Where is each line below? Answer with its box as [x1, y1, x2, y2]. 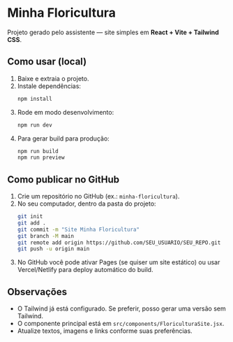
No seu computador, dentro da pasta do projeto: [17, 199, 156, 208]
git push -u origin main [17, 245, 90, 252]
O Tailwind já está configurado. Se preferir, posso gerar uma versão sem [17, 304, 226, 313]
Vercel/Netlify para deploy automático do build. [17, 266, 153, 274]
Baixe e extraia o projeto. [17, 74, 89, 83]
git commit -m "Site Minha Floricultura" [17, 226, 140, 233]
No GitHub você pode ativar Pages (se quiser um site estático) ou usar [17, 258, 220, 266]
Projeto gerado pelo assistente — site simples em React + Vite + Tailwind [7, 28, 220, 36]
